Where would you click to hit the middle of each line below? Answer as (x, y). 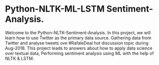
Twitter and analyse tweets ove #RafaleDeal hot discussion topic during (77, 43)
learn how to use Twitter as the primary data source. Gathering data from (78, 38)
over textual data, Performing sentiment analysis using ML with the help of (79, 53)
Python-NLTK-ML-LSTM (55, 9)
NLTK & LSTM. (19, 58)
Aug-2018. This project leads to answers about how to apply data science (79, 48)
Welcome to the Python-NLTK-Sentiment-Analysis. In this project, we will (78, 32)
